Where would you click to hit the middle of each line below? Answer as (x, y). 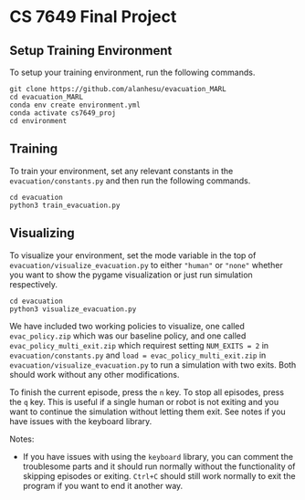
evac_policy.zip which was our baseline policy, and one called (128, 336)
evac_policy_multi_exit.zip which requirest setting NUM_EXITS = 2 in (139, 345)
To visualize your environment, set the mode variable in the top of (133, 255)
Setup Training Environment (91, 51)
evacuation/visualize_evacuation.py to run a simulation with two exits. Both (153, 365)
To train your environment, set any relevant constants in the (121, 171)
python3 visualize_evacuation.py (73, 309)
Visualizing (42, 233)
